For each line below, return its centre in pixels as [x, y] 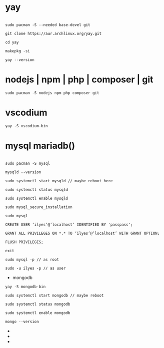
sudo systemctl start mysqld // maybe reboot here [59, 181]
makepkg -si [17, 51]
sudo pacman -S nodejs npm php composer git [52, 93]
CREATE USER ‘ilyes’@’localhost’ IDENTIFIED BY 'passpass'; [69, 224]
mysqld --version [23, 172]
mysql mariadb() [40, 146]
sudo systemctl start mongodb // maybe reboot [54, 295]
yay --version [20, 60]
